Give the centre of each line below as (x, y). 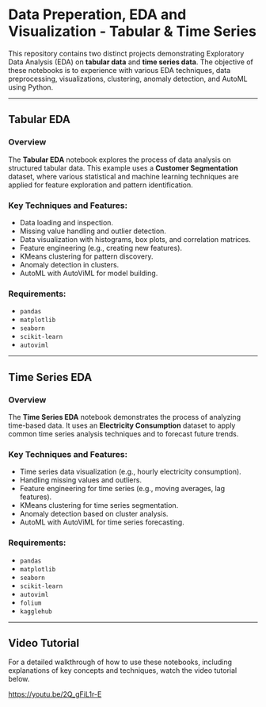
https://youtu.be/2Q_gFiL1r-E (55, 694)
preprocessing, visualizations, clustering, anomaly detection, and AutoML (128, 79)
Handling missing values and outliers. (81, 480)
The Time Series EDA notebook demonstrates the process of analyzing (125, 417)
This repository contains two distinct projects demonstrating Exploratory (126, 53)
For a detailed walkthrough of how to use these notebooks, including (120, 662)
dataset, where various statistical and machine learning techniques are (123, 176)
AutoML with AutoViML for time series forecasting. (102, 522)
